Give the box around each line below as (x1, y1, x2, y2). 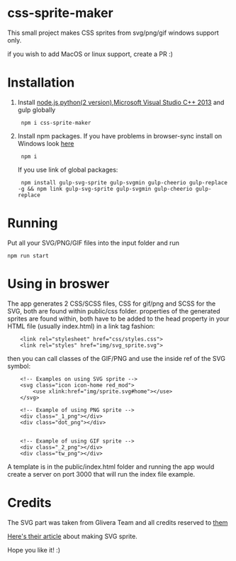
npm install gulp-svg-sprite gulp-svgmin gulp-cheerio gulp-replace (21, 179, 228, 186)
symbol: (7, 362, 30, 370)
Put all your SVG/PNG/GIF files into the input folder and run (7, 238, 179, 247)
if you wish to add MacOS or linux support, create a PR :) (7, 50, 174, 58)
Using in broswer (7, 276, 110, 291)
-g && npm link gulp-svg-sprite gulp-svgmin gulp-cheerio (17, 185, 193, 192)
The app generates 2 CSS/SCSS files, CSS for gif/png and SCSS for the (7, 299, 216, 308)
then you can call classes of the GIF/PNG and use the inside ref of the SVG (7, 354, 225, 362)
